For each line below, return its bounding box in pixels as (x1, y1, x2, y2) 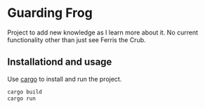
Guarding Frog (7, 5, 93, 21)
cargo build (7, 88, 42, 96)
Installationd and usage (7, 56, 112, 68)
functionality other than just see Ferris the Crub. (7, 35, 146, 44)
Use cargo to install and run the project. (7, 75, 122, 83)
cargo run (7, 95, 37, 102)
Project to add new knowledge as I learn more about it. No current (7, 28, 199, 37)
